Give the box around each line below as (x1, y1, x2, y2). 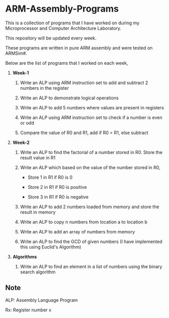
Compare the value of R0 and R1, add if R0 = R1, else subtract (20, 130, 148, 136)
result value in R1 (20, 154, 56, 161)
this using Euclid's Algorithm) (20, 244, 81, 250)
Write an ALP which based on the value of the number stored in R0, (20, 164, 161, 170)
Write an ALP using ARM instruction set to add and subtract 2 (20, 79, 148, 86)
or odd (20, 120, 34, 126)
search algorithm (20, 269, 56, 275)
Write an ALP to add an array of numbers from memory (20, 228, 135, 234)
